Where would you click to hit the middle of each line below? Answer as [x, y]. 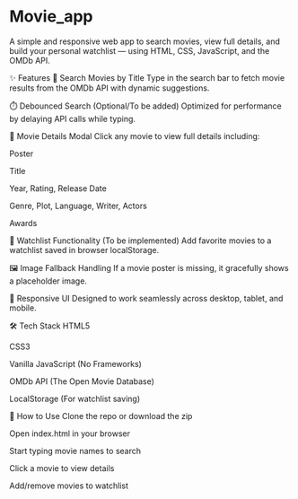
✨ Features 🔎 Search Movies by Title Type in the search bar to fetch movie [147, 77]
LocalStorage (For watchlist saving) [75, 398]
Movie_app [51, 17]
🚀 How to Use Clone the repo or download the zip [101, 416]
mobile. [23, 308]
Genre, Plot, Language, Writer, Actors [79, 206]
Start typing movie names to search [75, 451]
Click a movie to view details [62, 468]
